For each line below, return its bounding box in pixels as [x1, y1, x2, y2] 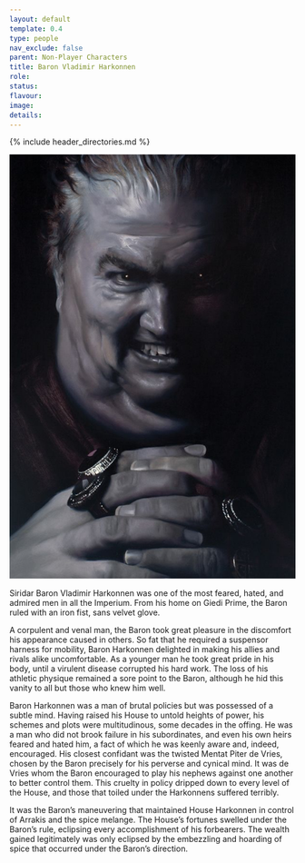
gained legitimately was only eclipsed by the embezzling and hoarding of [9, 833, 283, 844]
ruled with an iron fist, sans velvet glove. [9, 607, 161, 618]
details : [9, 110, 43, 120]
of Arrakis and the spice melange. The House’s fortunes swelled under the [9, 814, 288, 825]
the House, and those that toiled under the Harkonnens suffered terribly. [9, 787, 280, 798]
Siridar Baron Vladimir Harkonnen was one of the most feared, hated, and [9, 587, 284, 599]
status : [9, 82, 39, 91]
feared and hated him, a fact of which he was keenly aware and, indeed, [9, 739, 280, 749]
